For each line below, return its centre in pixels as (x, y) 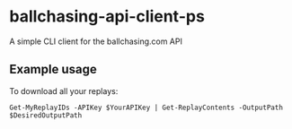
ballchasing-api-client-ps (107, 17)
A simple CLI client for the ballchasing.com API (96, 41)
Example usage (53, 69)
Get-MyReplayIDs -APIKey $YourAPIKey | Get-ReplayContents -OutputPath (146, 107)
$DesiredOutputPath (46, 115)
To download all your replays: (64, 90)
